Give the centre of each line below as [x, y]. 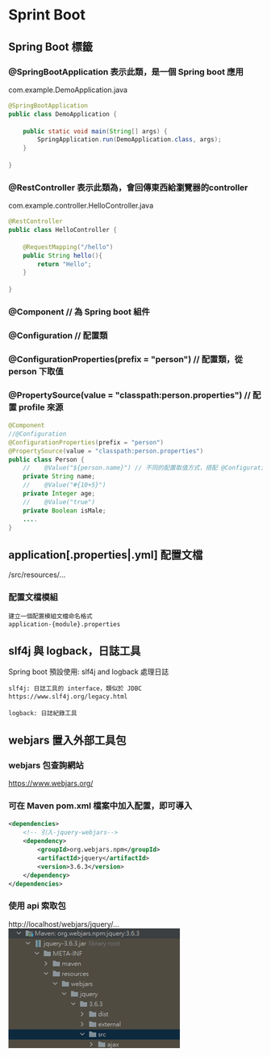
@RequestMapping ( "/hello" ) [68, 247]
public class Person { [46, 459]
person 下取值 [36, 371]
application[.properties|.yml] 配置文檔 [106, 555]
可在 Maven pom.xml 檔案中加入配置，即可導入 [100, 806]
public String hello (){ [63, 255]
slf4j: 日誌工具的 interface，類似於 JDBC [75, 689]
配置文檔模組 [33, 597]
